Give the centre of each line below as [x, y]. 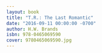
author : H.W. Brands [32, 29]
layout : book [23, 12]
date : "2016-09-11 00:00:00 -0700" [51, 23]
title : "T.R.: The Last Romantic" [50, 18]
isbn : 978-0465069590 [34, 35]
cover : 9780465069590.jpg [39, 40]
